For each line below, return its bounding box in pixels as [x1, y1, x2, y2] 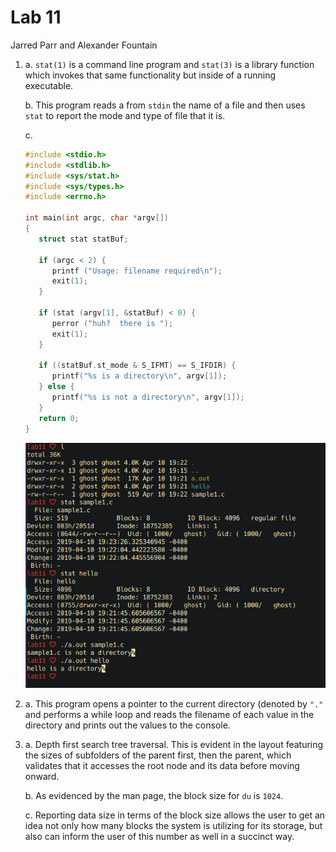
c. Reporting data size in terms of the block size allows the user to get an [24, 809, 326, 821]
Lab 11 [10, 6, 62, 29]
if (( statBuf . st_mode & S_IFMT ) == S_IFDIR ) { [38, 361, 237, 371]
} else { [38, 382, 75, 392]
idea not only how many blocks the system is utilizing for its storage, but [24, 820, 323, 832]
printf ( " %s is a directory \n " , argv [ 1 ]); [51, 371, 228, 381]
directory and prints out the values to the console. [24, 719, 231, 731]
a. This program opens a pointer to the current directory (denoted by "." [24, 698, 324, 710]
